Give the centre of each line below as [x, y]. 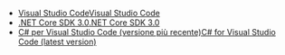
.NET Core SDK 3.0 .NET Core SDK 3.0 [89, 23]
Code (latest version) [57, 41]
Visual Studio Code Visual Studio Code [89, 13]
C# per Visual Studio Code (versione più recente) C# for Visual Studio [147, 32]
